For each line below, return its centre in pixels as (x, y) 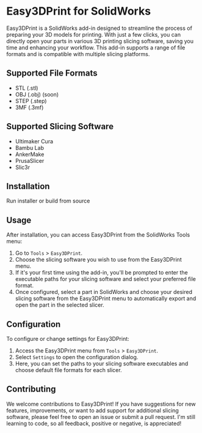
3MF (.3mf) (29, 107)
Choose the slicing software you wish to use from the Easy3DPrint (98, 260)
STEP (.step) (31, 101)
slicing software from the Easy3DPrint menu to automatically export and (106, 299)
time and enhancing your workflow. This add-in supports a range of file (96, 48)
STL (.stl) (27, 88)
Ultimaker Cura (34, 141)
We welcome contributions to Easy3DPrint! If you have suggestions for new (101, 404)
